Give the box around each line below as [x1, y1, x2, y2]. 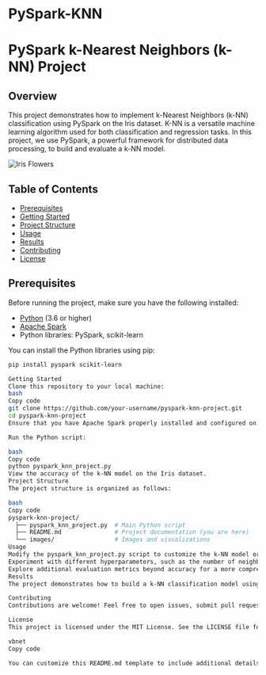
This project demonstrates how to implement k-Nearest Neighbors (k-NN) [8, 110, 249, 120]
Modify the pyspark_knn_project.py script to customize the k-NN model [8, 551, 249, 559]
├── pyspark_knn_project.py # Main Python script [15, 521, 186, 529]
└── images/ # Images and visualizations [15, 536, 211, 543]
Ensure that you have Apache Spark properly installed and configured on [8, 419, 257, 427]
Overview [8, 89, 58, 103]
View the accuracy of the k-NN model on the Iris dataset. [8, 470, 207, 478]
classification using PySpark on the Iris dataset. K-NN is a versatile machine [8, 119, 256, 128]
